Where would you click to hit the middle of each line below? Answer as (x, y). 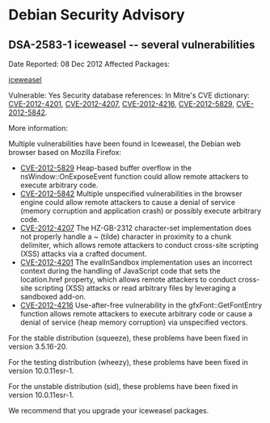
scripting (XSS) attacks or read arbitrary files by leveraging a (135, 288)
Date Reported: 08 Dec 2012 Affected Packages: (89, 64)
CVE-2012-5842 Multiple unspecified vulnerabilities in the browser (131, 194)
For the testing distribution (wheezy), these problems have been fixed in (129, 362)
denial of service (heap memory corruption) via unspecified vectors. (134, 322)
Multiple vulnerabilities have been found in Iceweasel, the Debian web (124, 144)
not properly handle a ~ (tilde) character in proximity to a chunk (126, 237)
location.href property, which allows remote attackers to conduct (128, 279)
